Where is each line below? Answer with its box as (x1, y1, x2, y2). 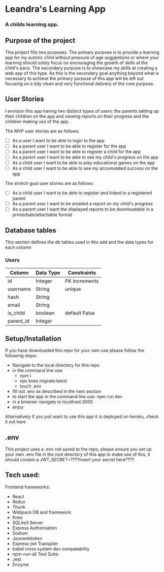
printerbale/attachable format (12, 212, 72, 218)
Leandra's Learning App (5, 3, 106, 15)
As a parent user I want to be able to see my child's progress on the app (12, 154, 159, 160)
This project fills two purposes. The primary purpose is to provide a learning (5, 49, 160, 55)
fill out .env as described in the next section (12, 388, 101, 394)
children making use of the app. (5, 118, 70, 124)
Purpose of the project (5, 36, 75, 45)
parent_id (7, 318, 30, 324)
